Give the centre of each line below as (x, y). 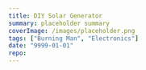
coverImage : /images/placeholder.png (72, 31)
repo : (17, 53)
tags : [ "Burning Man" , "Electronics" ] (73, 38)
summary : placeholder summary (59, 23)
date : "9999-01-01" (41, 46)
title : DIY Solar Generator (56, 16)
